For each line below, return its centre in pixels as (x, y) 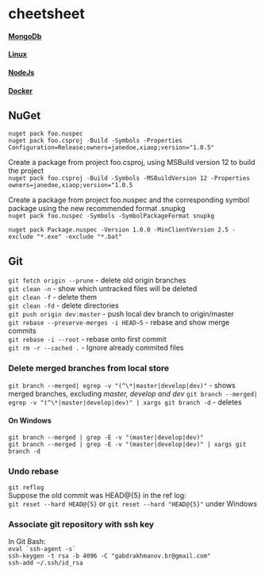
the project (26, 171)
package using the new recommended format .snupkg (97, 209)
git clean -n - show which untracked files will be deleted (103, 289)
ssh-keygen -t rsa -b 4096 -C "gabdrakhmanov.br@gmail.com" (110, 556)
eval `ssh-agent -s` (42, 549)
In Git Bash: (27, 542)
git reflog (26, 487)
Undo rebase (34, 471)
